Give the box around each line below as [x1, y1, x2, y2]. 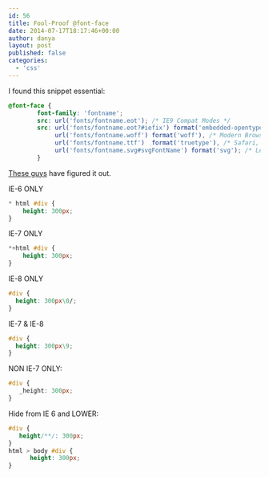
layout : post [8, 42, 52, 50]
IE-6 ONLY [8, 184, 44, 194]
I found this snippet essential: [8, 86, 106, 96]
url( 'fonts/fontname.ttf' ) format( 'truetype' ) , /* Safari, [54, 139, 260, 147]
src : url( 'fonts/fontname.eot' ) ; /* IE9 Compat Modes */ [37, 116, 231, 124]
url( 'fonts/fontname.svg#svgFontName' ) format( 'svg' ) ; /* [54, 146, 252, 154]
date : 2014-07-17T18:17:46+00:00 [8, 26, 120, 35]
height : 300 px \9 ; [15, 342, 74, 350]
